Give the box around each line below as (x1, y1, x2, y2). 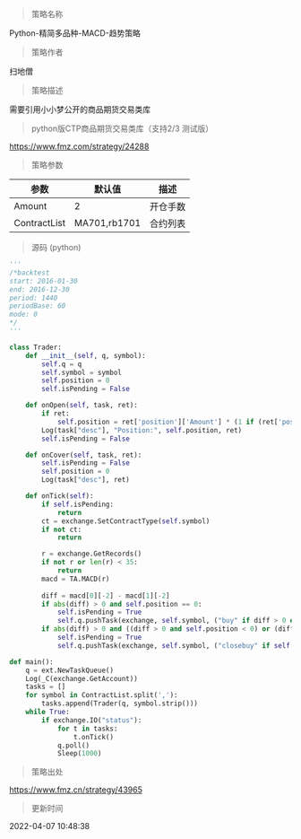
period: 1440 (9, 293, 58, 302)
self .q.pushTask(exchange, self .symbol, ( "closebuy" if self (56, 641, 291, 650)
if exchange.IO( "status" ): (41, 715, 142, 725)
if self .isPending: (41, 500, 115, 509)
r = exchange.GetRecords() (41, 549, 142, 559)
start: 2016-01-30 (9, 276, 78, 285)
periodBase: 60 (9, 302, 66, 310)
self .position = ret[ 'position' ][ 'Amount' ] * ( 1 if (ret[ (56, 417, 279, 426)
